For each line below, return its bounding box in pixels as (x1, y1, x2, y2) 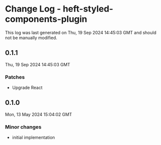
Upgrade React (12, 85, 43, 90)
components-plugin (5, 14, 88, 25)
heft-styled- (62, 3, 113, 14)
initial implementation (12, 134, 55, 141)
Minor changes (5, 123, 42, 130)
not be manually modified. (5, 35, 57, 41)
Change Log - (5, 3, 61, 14)
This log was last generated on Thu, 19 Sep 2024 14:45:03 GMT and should (5, 29, 157, 35)
